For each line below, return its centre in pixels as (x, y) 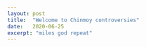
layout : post (26, 13)
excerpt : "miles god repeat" (50, 33)
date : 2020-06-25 (36, 26)
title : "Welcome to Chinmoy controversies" (73, 20)
